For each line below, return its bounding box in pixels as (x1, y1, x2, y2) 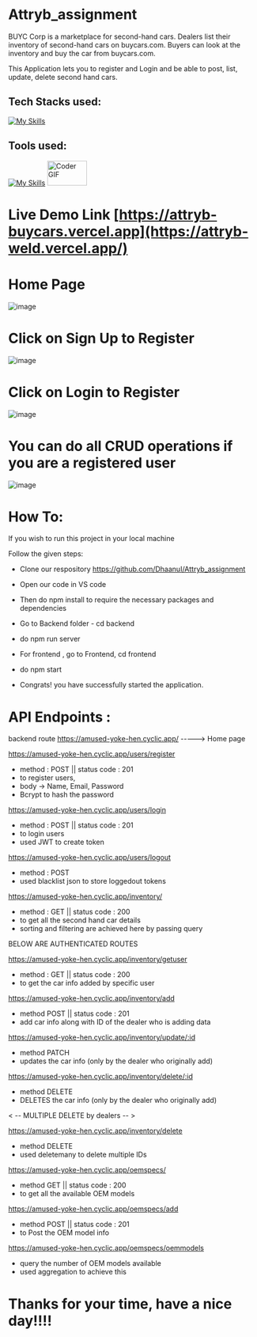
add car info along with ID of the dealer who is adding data (19, 1017, 211, 1027)
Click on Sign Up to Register (8, 329, 195, 347)
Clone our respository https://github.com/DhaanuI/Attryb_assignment (19, 564, 246, 574)
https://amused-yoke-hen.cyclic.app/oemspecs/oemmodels (8, 1244, 204, 1253)
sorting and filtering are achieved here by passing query (19, 924, 203, 934)
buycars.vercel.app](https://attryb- (8, 222, 249, 241)
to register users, (19, 773, 76, 782)
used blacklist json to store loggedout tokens (19, 877, 166, 886)
